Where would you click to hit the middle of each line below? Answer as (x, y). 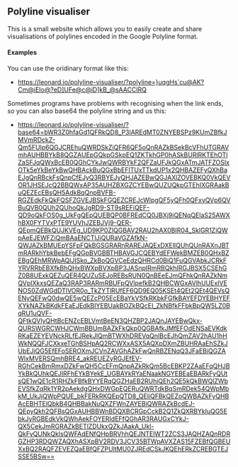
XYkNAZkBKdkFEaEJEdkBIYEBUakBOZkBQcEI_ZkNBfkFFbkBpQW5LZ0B (124, 306)
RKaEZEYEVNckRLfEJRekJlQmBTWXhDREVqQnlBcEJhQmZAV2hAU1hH (123, 336)
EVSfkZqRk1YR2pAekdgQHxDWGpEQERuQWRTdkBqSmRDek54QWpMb (123, 389)
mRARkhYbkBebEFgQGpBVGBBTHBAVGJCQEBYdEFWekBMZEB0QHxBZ (123, 253)
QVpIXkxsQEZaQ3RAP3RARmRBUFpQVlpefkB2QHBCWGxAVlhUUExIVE (123, 283)
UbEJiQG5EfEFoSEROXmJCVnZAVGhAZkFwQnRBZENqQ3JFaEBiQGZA (122, 351)
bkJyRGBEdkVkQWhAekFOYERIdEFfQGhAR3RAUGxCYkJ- (103, 419)
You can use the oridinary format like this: (68, 68)
